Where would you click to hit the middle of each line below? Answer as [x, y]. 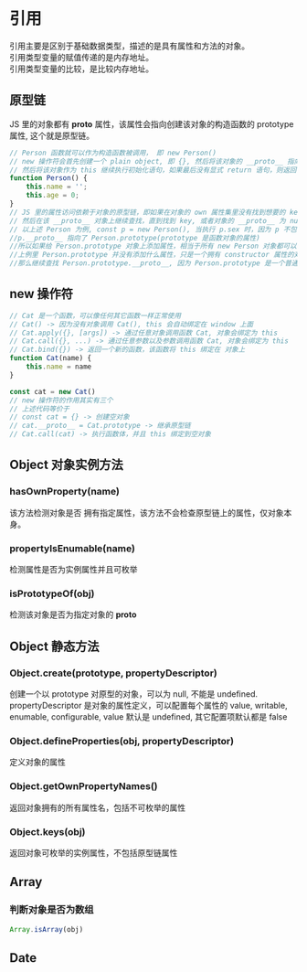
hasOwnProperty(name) [65, 492]
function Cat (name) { [51, 358]
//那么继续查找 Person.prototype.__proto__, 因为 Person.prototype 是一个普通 [154, 263]
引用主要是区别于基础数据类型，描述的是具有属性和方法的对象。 [129, 46]
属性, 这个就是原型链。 [52, 135]
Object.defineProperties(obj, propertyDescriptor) [122, 741]
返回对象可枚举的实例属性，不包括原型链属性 [94, 852]
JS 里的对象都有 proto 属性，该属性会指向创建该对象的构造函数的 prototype [152, 123]
